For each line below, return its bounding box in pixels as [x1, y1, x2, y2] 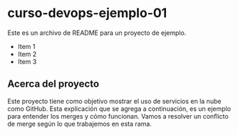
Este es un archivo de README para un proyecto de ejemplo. [7, 28, 187, 37]
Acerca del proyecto [7, 78, 100, 90]
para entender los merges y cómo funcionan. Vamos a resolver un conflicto [7, 112, 229, 120]
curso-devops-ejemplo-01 [7, 5, 167, 21]
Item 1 [17, 42, 36, 50]
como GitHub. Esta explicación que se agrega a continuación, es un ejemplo [7, 104, 232, 113]
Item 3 [17, 57, 37, 65]
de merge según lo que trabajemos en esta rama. [7, 119, 152, 128]
